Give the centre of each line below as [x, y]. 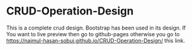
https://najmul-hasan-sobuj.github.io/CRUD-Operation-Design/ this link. [96, 40]
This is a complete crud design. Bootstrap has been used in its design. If [96, 28]
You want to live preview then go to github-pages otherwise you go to [93, 34]
